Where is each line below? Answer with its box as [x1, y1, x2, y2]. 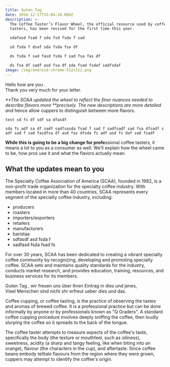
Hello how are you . [5, 81, 46, 88]
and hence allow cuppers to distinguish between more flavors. [5, 107, 136, 113]
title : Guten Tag [5, 7, 42, 13]
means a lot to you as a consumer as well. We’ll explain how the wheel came [5, 145, 164, 151]
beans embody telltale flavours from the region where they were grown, [5, 351, 155, 357]
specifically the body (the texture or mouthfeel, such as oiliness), [5, 335, 141, 341]
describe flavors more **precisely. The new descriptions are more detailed [5, 102, 161, 108]
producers [12, 204, 34, 210]
